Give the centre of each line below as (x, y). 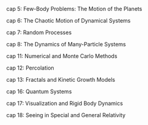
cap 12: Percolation (30, 68)
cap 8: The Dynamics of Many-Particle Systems (66, 44)
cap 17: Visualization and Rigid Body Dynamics (65, 103)
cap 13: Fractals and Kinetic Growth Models (61, 80)
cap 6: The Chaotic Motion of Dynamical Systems (69, 20)
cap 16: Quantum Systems (39, 91)
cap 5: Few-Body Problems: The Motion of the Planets (74, 9)
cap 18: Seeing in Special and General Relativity (66, 115)
